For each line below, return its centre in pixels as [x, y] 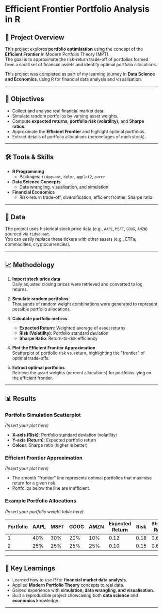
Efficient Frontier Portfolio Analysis [77, 9]
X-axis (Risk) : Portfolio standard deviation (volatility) [65, 435]
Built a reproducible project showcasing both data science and [75, 595]
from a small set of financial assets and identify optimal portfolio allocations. [81, 65]
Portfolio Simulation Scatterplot [43, 415]
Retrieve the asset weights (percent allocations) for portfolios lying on [82, 373]
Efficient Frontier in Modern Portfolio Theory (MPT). [57, 54]
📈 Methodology [30, 265]
